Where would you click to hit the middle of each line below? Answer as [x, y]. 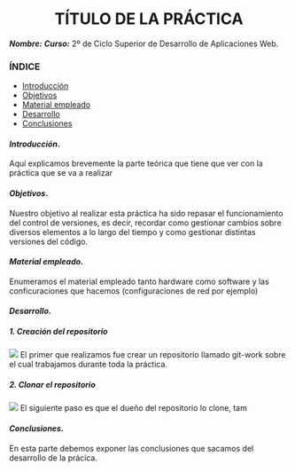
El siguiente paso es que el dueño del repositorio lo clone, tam [134, 408]
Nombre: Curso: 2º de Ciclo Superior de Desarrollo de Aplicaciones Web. [144, 43]
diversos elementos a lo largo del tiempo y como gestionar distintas [132, 232]
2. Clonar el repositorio [52, 385]
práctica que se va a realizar [61, 173]
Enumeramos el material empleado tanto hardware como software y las [140, 281]
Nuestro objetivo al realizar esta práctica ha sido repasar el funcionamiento [146, 213]
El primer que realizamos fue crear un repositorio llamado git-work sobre [153, 355]
